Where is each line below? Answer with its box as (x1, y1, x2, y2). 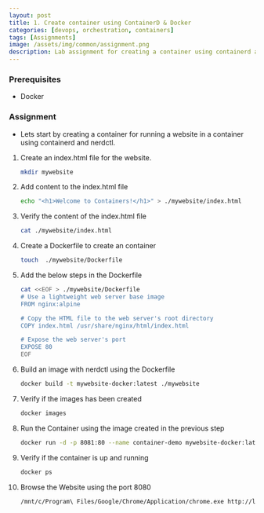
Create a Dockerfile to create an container (20, 241, 156, 251)
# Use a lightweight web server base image (20, 292, 165, 301)
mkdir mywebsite (20, 168, 74, 176)
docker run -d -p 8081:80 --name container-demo (20, 438, 183, 446)
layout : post (9, 11, 52, 20)
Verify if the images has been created (20, 394, 142, 403)
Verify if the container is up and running (20, 453, 149, 462)
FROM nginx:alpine (20, 300, 81, 308)
